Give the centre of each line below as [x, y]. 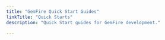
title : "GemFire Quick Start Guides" [53, 11]
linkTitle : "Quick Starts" [39, 17]
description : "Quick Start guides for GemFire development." [83, 22]
